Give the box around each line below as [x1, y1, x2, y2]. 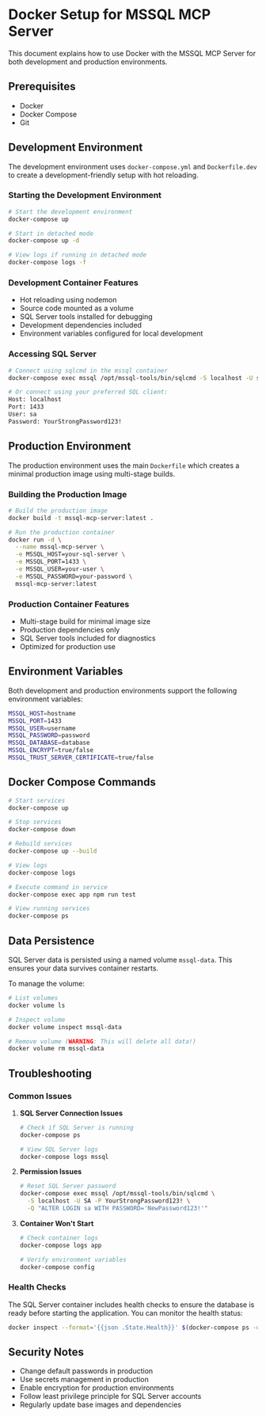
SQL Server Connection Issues [19, 1108, 123, 1118]
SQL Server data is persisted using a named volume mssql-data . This [8, 955, 233, 965]
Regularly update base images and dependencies [19, 1400, 182, 1410]
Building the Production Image [8, 488, 127, 500]
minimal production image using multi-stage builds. [8, 469, 176, 478]
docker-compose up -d [8, 237, 80, 245]
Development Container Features [8, 277, 139, 288]
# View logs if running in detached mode [8, 251, 147, 259]
